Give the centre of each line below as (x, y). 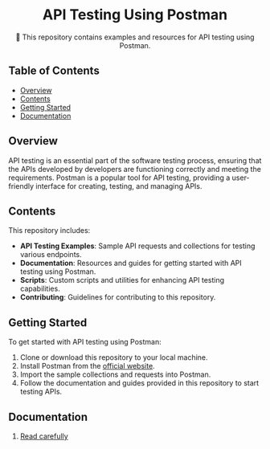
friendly (21, 186)
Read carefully (44, 436)
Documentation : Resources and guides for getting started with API (131, 263)
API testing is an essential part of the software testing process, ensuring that (135, 160)
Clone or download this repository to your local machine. (114, 357)
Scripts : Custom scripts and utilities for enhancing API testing (122, 280)
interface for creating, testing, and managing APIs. (119, 186)
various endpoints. (51, 255)
